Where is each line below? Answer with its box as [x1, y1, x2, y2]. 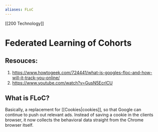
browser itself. [5, 122, 34, 128]
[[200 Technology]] [5, 20, 44, 26]
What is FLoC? [5, 94, 50, 102]
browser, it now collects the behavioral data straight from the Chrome [5, 117, 144, 123]
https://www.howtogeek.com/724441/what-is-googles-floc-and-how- [12, 69, 153, 75]
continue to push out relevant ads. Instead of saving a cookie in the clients [5, 112, 154, 118]
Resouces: [5, 57, 38, 65]
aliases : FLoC [5, 7, 34, 12]
